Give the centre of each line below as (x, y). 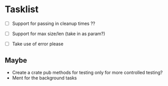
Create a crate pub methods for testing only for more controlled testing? (87, 72)
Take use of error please (38, 44)
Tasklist (22, 9)
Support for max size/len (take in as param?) (59, 34)
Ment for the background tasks (44, 78)
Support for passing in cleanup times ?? (54, 23)
